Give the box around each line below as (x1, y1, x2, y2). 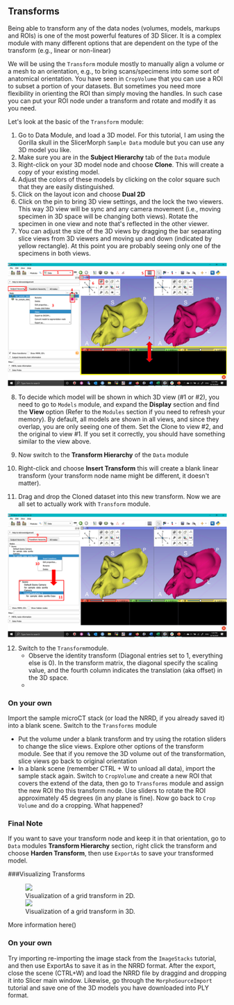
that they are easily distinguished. (17, 182, 115, 190)
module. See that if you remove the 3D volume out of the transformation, (17, 750, 226, 758)
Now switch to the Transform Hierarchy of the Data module (17, 451, 189, 459)
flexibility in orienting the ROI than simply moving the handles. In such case (8, 89, 223, 97)
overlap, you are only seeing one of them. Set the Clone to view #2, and (17, 423, 224, 431)
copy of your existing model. (17, 167, 100, 176)
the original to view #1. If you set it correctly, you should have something (17, 430, 226, 439)
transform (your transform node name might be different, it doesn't (17, 472, 210, 480)
